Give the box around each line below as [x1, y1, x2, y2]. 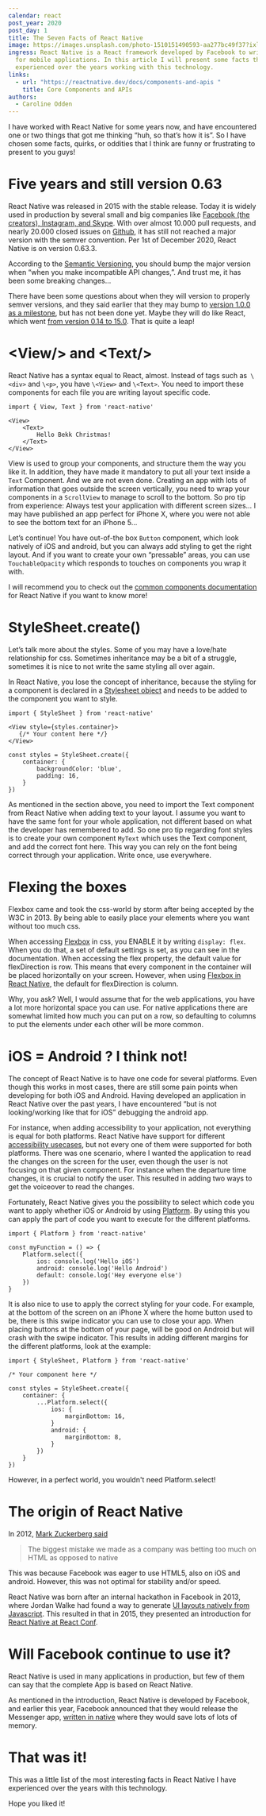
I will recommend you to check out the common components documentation [8, 582, 257, 592]
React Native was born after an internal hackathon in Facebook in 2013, [8, 1592, 241, 1602]
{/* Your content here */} [18, 730, 108, 738]
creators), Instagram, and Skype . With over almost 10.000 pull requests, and [8, 218, 256, 228]
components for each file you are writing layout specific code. [8, 388, 211, 397]
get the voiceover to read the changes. [8, 1181, 135, 1192]
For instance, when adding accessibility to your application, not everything [8, 1122, 252, 1132]
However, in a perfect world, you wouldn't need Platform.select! [8, 1474, 216, 1484]
